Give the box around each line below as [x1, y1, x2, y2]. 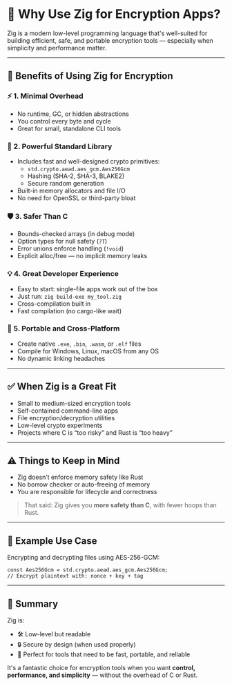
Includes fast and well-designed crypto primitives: [17, 157, 160, 165]
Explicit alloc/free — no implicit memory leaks [17, 252, 148, 260]
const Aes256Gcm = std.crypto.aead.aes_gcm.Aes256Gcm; [7, 567, 168, 574]
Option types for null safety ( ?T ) [17, 237, 108, 246]
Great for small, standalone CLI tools [17, 124, 122, 133]
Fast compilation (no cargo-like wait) [17, 306, 122, 315]
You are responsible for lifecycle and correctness [17, 488, 157, 496]
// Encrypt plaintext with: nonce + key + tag [7, 573, 144, 580]
